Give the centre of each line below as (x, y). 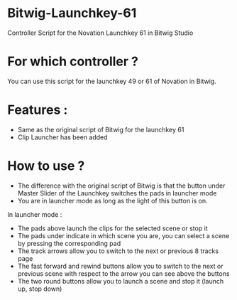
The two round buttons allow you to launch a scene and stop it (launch (121, 281)
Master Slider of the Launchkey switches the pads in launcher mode (117, 193)
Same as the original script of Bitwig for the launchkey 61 (101, 129)
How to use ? (46, 166)
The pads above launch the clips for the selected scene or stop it (112, 228)
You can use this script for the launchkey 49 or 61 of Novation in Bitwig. (112, 81)
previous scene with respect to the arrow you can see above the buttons (123, 273)
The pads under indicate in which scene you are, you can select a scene (123, 235)
